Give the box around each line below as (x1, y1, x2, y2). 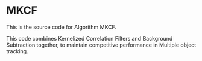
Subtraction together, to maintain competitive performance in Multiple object (6, 41, 197, 48)
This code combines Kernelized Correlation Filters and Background (6, 35, 173, 42)
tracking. (6, 47, 28, 54)
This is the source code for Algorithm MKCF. (6, 23, 116, 30)
